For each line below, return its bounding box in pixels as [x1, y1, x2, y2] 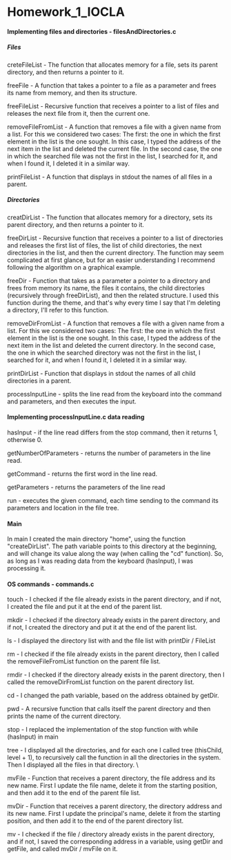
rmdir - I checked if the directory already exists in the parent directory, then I [7, 670, 225, 679]
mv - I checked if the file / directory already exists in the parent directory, [7, 830, 215, 839]
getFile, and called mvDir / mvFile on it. [7, 845, 119, 853]
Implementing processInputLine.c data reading [7, 413, 145, 421]
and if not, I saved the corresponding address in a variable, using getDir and [7, 837, 223, 846]
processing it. [7, 564, 46, 572]
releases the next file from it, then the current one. [7, 109, 150, 117]
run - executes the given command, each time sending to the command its [7, 496, 219, 504]
